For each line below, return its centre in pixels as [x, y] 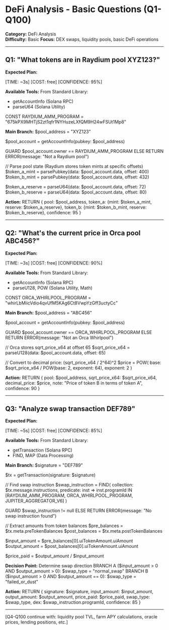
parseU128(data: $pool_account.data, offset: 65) [56, 353]
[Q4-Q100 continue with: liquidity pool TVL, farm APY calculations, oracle [81, 617]
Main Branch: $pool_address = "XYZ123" [48, 132]
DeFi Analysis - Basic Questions [73, 9]
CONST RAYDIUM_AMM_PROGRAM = [45, 116]
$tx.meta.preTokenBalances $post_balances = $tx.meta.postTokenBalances [84, 531]
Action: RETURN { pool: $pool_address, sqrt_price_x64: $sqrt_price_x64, [81, 377]
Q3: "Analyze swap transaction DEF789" [70, 408]
